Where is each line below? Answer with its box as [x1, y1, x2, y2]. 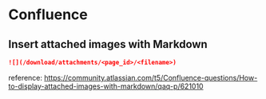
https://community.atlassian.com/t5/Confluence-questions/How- [43, 73, 258, 82]
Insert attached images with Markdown [8, 38, 208, 51]
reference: [8, 73, 42, 82]
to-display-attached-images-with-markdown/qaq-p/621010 [8, 81, 204, 91]
